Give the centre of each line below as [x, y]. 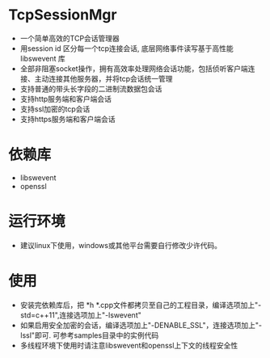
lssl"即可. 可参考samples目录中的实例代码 [89, 335]
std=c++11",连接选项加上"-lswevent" [80, 315]
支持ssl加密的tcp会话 [55, 109]
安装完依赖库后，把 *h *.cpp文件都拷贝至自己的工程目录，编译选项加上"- [141, 305]
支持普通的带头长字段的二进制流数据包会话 [91, 88]
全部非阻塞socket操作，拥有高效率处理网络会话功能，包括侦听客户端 [134, 68]
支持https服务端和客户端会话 [67, 119]
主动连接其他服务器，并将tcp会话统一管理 [103, 78]
